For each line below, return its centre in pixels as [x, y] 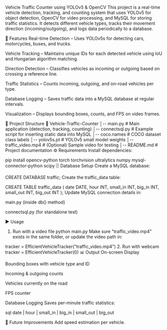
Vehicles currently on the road [36, 283]
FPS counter [18, 293]
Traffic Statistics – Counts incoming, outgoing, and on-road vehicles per [79, 84]
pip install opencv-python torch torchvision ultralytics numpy [68, 160]
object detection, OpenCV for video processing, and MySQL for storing [78, 18]
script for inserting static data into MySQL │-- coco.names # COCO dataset [83, 134]
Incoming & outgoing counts [34, 273]
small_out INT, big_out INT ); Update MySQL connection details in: [73, 192]
